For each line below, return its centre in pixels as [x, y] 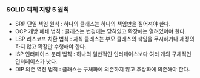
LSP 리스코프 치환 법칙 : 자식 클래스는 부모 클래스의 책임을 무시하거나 [97, 39]
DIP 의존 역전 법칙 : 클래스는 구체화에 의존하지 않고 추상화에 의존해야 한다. [102, 69]
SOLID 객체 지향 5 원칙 [38, 9]
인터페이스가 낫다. [36, 62]
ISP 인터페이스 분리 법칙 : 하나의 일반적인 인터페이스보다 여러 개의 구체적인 [103, 54]
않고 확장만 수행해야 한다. [56, 47]
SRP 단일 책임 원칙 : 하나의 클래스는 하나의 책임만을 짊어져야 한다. [93, 24]
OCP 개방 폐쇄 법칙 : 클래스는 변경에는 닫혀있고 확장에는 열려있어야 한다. [101, 31]
